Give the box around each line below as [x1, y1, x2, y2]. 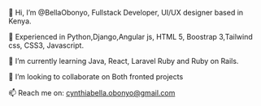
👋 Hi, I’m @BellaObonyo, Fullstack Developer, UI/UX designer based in [8, 8, 244, 17]
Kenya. [8, 16, 32, 26]
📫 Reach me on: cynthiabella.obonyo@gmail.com [8, 88, 176, 97]
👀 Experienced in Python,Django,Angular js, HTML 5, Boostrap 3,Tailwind [8, 32, 254, 41]
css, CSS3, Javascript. [8, 40, 84, 50]
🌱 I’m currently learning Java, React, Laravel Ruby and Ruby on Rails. [8, 57, 239, 66]
